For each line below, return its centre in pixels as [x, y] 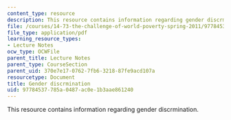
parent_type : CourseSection [47, 64]
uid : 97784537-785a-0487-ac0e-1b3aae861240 [70, 90]
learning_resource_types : [44, 39]
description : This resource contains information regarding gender [106, 20]
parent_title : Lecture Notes [49, 58]
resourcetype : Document [41, 77]
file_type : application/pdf [47, 33]
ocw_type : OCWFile [33, 52]
